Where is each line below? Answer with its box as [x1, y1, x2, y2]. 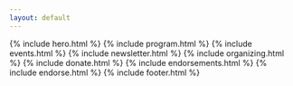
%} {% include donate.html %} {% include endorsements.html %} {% [9, 57, 268, 68]
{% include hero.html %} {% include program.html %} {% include [9, 38, 253, 49]
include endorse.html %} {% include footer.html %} [9, 67, 201, 78]
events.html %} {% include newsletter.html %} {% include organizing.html [9, 47, 285, 59]
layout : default [9, 13, 71, 23]
